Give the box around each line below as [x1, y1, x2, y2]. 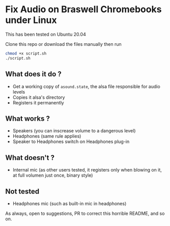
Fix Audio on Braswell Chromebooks [5, 4, 162, 15]
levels [12, 89, 25, 95]
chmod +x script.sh [5, 51, 47, 56]
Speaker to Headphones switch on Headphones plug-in [12, 138, 130, 145]
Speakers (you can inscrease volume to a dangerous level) [12, 128, 136, 134]
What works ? [5, 114, 50, 123]
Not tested [5, 187, 40, 195]
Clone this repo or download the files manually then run [5, 41, 122, 47]
